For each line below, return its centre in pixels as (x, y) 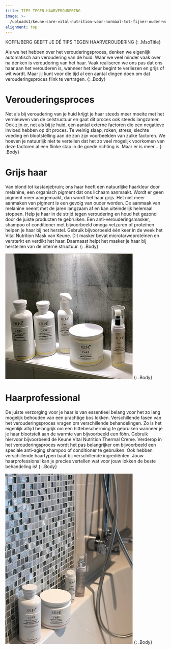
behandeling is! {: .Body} (31, 467)
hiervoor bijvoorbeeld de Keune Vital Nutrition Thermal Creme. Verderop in (83, 439)
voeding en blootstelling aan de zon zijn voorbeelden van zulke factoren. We (85, 136)
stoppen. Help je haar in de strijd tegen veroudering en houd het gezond (81, 214)
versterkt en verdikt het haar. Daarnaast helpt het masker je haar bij (76, 241)
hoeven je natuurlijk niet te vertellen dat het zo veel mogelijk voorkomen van (85, 141)
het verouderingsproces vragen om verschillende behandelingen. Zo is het (83, 423)
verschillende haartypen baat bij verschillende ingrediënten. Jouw (75, 456)
